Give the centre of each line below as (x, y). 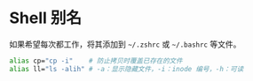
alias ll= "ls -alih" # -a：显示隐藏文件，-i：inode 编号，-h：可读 (126, 69)
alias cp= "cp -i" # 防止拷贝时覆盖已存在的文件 (96, 61)
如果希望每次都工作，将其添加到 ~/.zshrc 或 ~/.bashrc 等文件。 (125, 44)
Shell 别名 (46, 18)
